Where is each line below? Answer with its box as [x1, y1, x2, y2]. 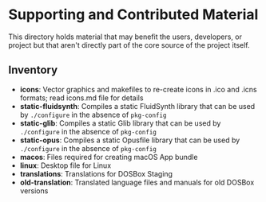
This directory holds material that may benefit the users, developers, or [8, 32, 242, 41]
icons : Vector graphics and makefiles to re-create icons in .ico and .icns [19, 84, 257, 94]
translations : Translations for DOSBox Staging [19, 169, 173, 178]
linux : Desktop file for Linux [19, 161, 112, 170]
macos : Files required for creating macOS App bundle [19, 152, 198, 161]
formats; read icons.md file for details [19, 93, 144, 103]
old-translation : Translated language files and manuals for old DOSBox [19, 177, 255, 187]
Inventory [8, 64, 58, 77]
